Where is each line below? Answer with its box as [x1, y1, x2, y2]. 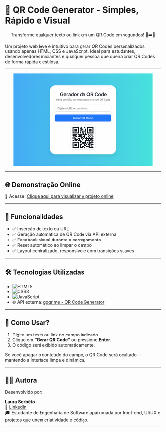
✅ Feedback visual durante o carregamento [12, 237, 101, 243]
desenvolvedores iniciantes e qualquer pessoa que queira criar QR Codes [5, 53, 155, 59]
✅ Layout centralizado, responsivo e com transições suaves [12, 248, 134, 254]
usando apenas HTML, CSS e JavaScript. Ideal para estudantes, [5, 48, 136, 54]
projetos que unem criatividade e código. [5, 417, 89, 423]
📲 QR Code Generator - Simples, [5, 4, 139, 16]
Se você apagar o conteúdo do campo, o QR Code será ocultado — [5, 351, 142, 358]
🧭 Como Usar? [5, 319, 50, 327]
